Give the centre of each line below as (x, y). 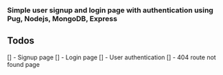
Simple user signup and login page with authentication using (110, 10)
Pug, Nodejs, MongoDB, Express (62, 18)
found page (23, 64)
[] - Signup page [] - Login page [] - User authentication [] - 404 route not (111, 57)
